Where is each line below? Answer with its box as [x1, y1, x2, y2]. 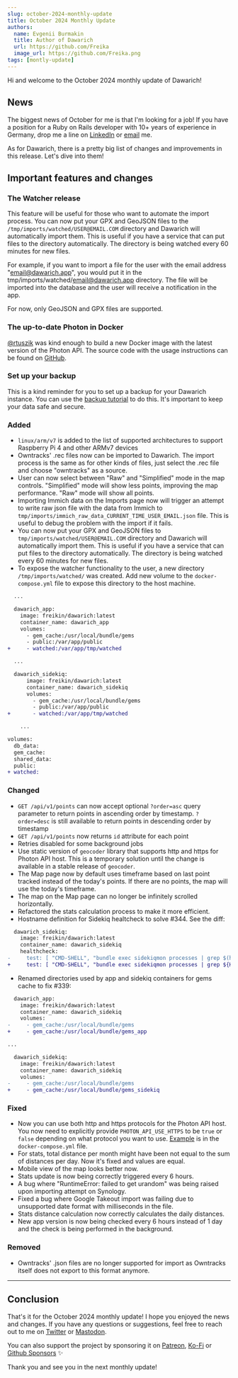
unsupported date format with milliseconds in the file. [17, 1202, 174, 1211]
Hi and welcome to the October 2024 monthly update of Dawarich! [7, 76, 202, 84]
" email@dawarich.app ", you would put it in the [7, 269, 142, 277]
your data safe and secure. [7, 402, 86, 411]
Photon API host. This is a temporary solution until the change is [17, 854, 205, 863]
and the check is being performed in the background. [17, 1225, 174, 1233]
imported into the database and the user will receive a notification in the [7, 283, 217, 292]
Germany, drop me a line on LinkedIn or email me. [7, 130, 152, 139]
